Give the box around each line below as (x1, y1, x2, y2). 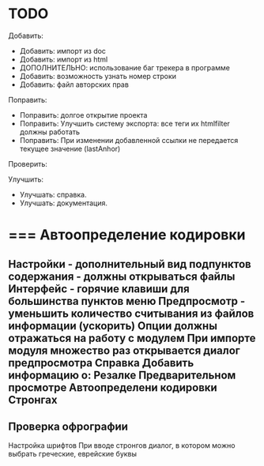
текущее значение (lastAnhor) (19, 144, 121, 153)
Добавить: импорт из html (19, 54, 108, 64)
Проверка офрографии (8, 419, 129, 433)
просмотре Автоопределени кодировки (8, 381, 217, 394)
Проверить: (8, 159, 47, 168)
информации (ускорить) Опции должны (8, 319, 217, 333)
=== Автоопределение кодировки (8, 226, 247, 244)
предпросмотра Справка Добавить (8, 356, 194, 370)
